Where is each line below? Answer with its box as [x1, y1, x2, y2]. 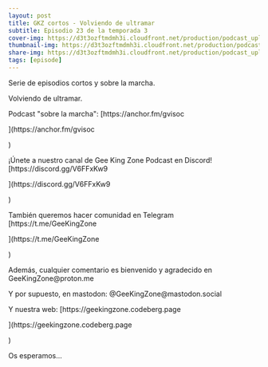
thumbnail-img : [8, 41, 59, 49]
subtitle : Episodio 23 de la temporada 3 [8, 26, 148, 34]
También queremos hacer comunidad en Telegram [8, 210, 174, 219]
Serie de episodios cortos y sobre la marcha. [8, 77, 156, 88]
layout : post [8, 11, 52, 20]
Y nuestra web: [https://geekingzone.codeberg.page [8, 304, 181, 314]
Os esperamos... [8, 350, 62, 360]
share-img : [8, 49, 45, 57]
